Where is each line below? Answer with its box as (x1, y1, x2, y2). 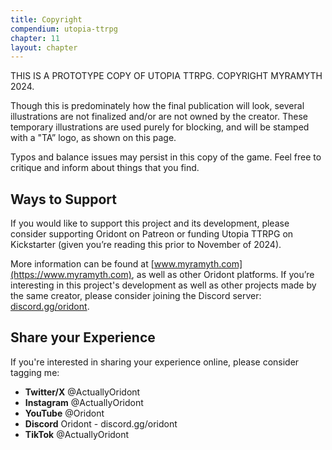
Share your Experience (10, 329, 156, 346)
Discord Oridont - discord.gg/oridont (24, 417, 178, 430)
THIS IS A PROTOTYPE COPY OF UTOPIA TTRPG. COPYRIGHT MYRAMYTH (10, 70, 323, 82)
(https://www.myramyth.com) (10, 269, 132, 281)
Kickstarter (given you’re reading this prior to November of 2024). (10, 239, 282, 251)
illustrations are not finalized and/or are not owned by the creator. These (10, 111, 308, 123)
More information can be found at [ (10, 258, 155, 270)
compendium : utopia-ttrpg (10, 24, 118, 34)
